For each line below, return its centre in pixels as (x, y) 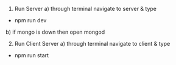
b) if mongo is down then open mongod (55, 32)
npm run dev (30, 20)
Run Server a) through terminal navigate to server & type (85, 9)
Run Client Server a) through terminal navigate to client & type (92, 44)
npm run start (32, 55)
